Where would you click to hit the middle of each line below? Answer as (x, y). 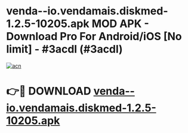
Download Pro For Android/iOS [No (94, 37)
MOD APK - (120, 24)
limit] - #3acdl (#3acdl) (65, 49)
